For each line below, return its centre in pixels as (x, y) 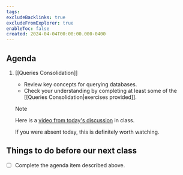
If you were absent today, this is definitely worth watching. (87, 132)
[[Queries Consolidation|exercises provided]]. (80, 97)
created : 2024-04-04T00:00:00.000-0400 (56, 34)
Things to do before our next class (71, 151)
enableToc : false (28, 28)
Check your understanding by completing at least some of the (100, 90)
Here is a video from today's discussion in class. (75, 120)
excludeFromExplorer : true (40, 23)
